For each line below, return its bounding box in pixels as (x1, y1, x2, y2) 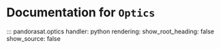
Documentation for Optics (6, 5, 156, 20)
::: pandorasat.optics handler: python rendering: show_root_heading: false (6, 27, 214, 35)
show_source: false (6, 34, 61, 42)
